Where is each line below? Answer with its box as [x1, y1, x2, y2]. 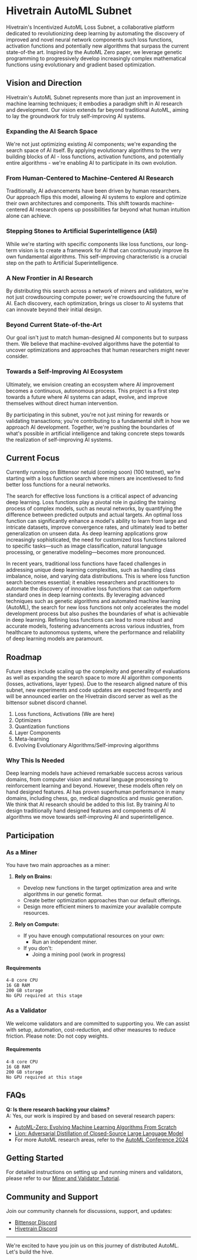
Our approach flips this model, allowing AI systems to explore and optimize [6, 194, 187, 201]
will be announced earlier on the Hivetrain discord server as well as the [6, 693, 178, 700]
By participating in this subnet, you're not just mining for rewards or [6, 411, 169, 418]
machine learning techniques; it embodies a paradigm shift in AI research [6, 100, 183, 107]
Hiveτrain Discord [14, 1225, 57, 1232]
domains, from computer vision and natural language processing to [6, 776, 168, 783]
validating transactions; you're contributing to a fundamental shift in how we [6, 417, 190, 424]
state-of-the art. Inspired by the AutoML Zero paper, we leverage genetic [6, 48, 183, 55]
